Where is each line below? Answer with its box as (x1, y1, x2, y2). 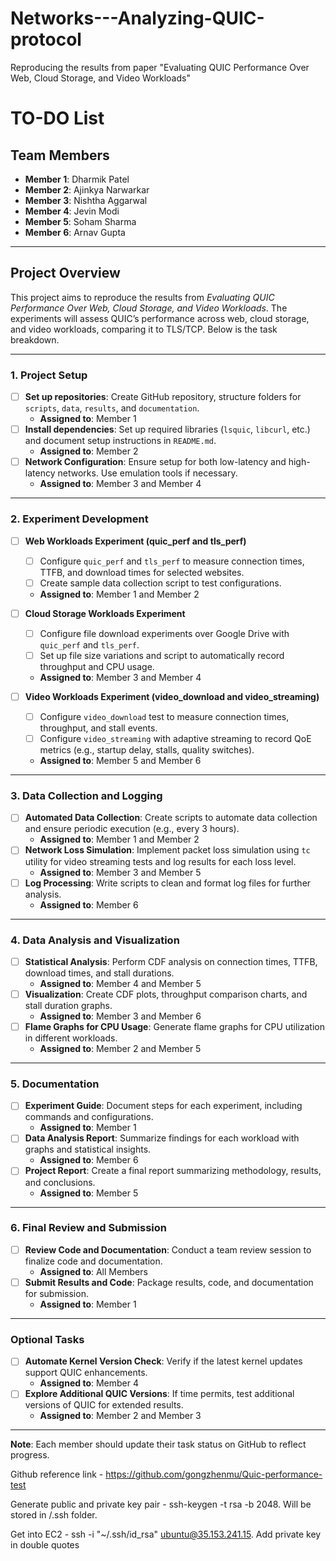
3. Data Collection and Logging (10, 789, 163, 803)
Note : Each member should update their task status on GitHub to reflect (10, 1438, 307, 1451)
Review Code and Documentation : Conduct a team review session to (24, 1243, 312, 1256)
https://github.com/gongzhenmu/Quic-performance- (105, 1468, 323, 1481)
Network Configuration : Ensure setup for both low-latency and (24, 456, 287, 468)
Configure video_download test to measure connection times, (39, 710, 290, 722)
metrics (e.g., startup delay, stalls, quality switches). (39, 744, 255, 756)
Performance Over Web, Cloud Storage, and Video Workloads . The (10, 302, 288, 314)
